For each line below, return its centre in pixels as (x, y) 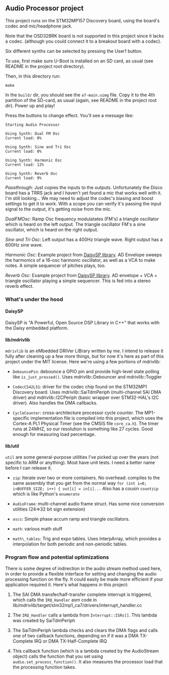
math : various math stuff (37, 529)
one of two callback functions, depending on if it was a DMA (76, 635)
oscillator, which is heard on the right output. (52, 229)
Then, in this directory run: (33, 76)
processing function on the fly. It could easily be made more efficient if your (84, 579)
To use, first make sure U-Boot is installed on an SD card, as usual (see (79, 61)
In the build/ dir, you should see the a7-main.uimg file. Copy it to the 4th (80, 95)
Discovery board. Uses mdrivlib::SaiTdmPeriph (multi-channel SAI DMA (87, 392)
